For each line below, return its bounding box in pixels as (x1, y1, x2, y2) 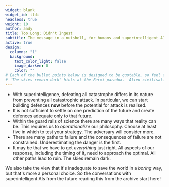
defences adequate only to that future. (12, 113, 93, 119)
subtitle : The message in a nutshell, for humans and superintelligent (5, 36, 158, 41)
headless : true (5, 17, 37, 22)
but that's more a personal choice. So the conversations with (5, 170, 131, 176)
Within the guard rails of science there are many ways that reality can (12, 118, 157, 124)
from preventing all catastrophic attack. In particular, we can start (12, 97, 148, 103)
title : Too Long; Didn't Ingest (5, 31, 73, 36)
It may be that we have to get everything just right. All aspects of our (12, 144, 155, 151)
